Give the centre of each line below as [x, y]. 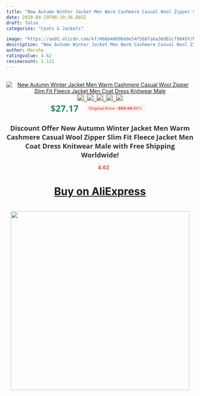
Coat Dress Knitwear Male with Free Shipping [100, 146]
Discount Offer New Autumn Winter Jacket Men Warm [100, 128]
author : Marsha [25, 50]
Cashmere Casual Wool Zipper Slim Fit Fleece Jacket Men [100, 137]
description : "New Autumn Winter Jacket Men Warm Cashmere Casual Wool [97, 45]
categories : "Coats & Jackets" [45, 28]
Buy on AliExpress [100, 192]
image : [14, 39]
